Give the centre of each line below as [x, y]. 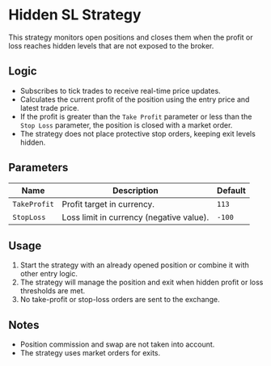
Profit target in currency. [108, 204]
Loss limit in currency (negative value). [135, 217]
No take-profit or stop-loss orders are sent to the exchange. [120, 300]
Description [135, 190]
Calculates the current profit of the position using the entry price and [135, 99]
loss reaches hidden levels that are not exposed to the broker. [111, 45]
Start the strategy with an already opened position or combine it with [134, 265]
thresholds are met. [53, 291]
